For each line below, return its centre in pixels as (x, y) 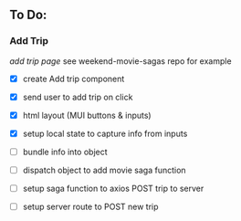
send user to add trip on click (78, 97)
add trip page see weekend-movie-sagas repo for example (120, 61)
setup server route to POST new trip (90, 207)
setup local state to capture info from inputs (105, 133)
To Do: (28, 15)
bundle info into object (65, 152)
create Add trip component (73, 79)
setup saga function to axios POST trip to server (113, 189)
